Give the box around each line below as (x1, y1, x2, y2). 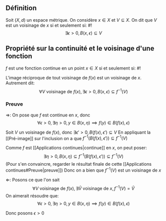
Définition (5, 4, 37, 12)
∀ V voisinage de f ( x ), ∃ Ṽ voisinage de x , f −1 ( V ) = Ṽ (32, 184, 135, 191)
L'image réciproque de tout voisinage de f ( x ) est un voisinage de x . (5, 74, 142, 80)
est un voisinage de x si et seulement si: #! (5, 22, 92, 28)
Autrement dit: (5, 80, 35, 86)
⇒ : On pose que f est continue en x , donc (5, 112, 90, 118)
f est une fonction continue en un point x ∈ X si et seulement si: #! (5, 65, 141, 71)
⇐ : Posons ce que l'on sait (5, 177, 60, 183)
